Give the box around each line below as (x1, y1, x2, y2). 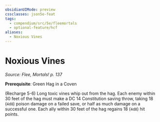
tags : (5, 16, 16, 21)
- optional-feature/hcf (9, 25, 57, 30)
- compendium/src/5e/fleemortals (9, 20, 77, 26)
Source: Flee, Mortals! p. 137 (5, 71, 62, 77)
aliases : (5, 30, 23, 35)
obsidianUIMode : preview (5, 7, 55, 12)
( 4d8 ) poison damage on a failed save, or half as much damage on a (5, 101, 141, 106)
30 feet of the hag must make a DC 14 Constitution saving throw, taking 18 (5, 96, 153, 102)
